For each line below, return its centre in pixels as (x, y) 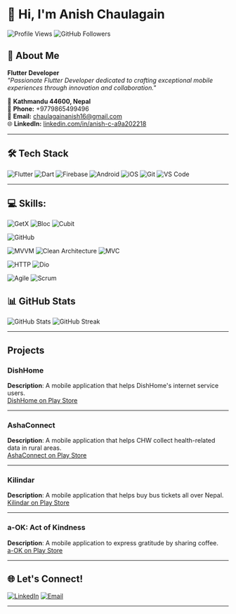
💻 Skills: (27, 203)
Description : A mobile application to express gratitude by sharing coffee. (113, 542)
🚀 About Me (33, 56)
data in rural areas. (34, 448)
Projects (26, 350)
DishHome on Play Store (42, 400)
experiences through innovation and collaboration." (82, 88)
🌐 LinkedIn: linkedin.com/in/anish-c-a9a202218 (77, 124)
